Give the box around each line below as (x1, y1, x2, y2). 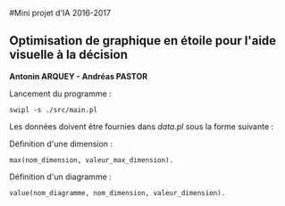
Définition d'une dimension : (9, 138, 113, 149)
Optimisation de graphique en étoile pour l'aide (9, 33, 277, 48)
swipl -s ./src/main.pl (9, 105, 98, 114)
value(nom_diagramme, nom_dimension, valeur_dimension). (9, 188, 226, 197)
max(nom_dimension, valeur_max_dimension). (9, 155, 174, 164)
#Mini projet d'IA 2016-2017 (9, 8, 112, 18)
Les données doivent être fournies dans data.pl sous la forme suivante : (9, 120, 274, 132)
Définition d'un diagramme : (9, 171, 112, 182)
